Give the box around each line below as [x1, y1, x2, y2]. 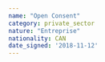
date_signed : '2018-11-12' [8, 42, 99, 50]
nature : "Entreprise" [8, 27, 81, 35]
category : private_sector [8, 19, 95, 27]
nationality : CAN [8, 34, 67, 43]
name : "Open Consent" [8, 11, 81, 20]
